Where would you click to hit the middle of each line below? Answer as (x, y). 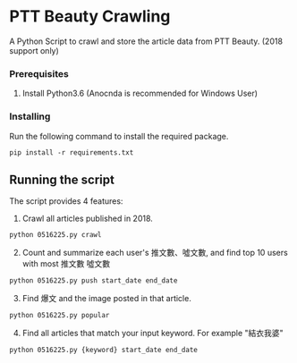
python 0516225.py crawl (55, 235)
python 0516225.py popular (59, 316)
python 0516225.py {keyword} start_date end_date (104, 350)
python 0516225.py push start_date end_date (93, 281)
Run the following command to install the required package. (119, 136)
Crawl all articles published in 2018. (88, 219)
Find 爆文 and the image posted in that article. (107, 299)
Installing (30, 116)
